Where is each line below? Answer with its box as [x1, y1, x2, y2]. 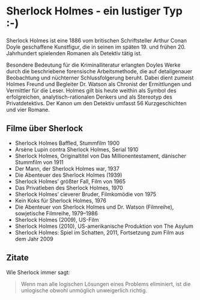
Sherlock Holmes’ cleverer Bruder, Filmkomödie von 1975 [14, 191, 157, 198]
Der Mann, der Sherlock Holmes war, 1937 [14, 165, 120, 172]
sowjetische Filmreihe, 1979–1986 [14, 209, 98, 217]
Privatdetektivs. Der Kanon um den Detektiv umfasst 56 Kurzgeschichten [6, 99, 187, 106]
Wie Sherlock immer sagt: [6, 269, 70, 276]
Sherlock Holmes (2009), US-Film [14, 216, 99, 223]
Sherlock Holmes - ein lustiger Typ [6, 4, 183, 18]
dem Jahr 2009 [14, 235, 53, 242]
